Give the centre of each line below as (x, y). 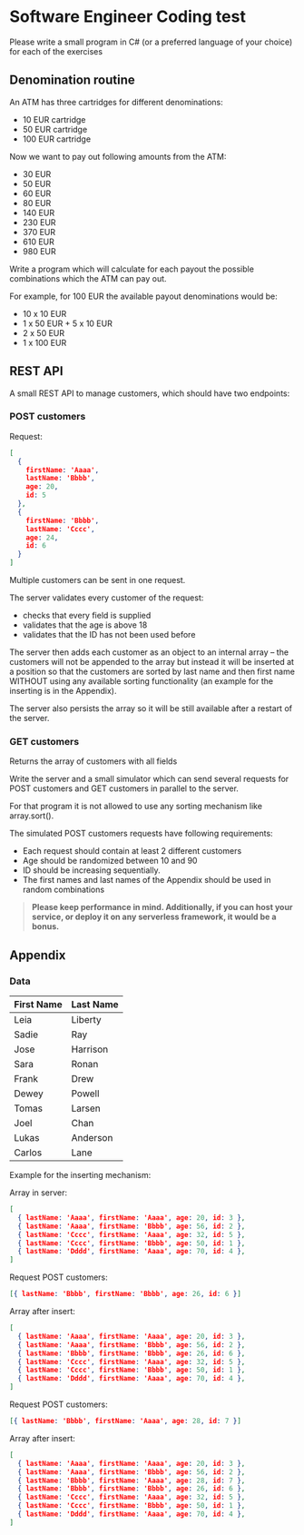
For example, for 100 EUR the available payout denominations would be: (144, 296)
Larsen (86, 1108)
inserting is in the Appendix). (63, 691)
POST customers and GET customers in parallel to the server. (124, 788)
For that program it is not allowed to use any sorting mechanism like (136, 807)
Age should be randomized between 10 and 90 (110, 861)
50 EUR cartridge (55, 129)
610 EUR (38, 242)
